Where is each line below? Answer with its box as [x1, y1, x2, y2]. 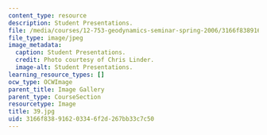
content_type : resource [8, 11, 87, 20]
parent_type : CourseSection [8, 93, 102, 101]
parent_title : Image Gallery [8, 85, 105, 94]
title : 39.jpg [8, 108, 56, 116]
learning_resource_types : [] [8, 71, 105, 79]
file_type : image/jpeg [8, 33, 83, 42]
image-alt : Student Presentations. [15, 64, 133, 71]
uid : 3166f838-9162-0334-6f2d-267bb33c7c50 [8, 115, 155, 123]
